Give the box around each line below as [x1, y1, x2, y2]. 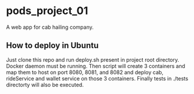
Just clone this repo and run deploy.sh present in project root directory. [6, 56, 180, 63]
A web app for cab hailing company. [6, 23, 94, 31]
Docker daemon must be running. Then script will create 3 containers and [6, 62, 186, 69]
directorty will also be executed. [6, 81, 84, 88]
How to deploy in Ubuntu [6, 41, 99, 51]
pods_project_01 [6, 4, 88, 18]
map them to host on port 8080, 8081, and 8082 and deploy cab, [6, 69, 164, 76]
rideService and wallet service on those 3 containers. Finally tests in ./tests [6, 75, 189, 82]
